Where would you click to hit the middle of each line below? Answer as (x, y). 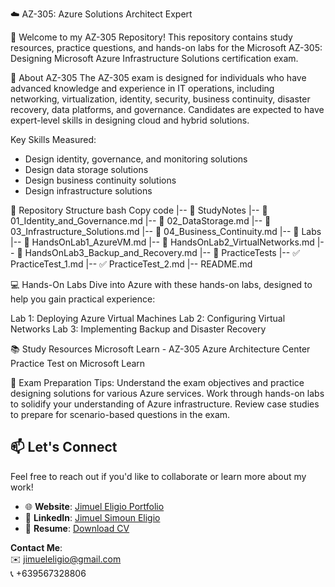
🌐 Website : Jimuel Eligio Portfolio (94, 506)
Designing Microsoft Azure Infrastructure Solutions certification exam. (154, 58)
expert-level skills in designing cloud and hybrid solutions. (130, 120)
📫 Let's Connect (64, 447)
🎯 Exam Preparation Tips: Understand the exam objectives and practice (157, 382)
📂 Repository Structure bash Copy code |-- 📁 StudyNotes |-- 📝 (139, 210)
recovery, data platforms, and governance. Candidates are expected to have (167, 109)
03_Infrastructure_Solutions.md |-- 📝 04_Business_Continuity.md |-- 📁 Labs (166, 231)
